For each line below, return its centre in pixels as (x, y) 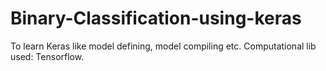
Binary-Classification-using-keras (156, 18)
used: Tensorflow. (47, 56)
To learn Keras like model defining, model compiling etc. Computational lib (163, 46)
